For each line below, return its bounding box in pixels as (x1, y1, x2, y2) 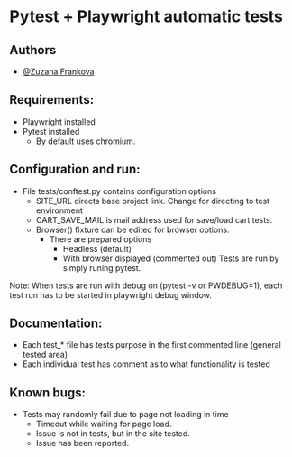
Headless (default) (62, 243, 132, 254)
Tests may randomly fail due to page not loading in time (22, 409, 229, 420)
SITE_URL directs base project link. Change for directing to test (35, 195, 270, 206)
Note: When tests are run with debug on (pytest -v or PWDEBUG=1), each (9, 280, 283, 291)
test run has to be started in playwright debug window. (9, 289, 212, 300)
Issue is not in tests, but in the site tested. (35, 428, 191, 439)
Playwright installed (22, 116, 96, 127)
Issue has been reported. (35, 438, 129, 449)
